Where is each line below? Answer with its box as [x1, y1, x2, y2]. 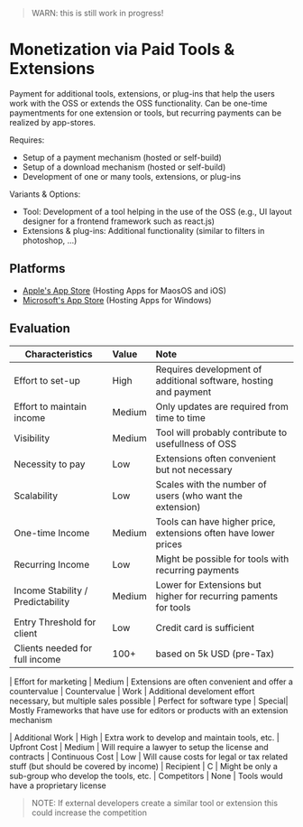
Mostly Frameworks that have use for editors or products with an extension [9, 704, 289, 716]
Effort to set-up [14, 374, 81, 386]
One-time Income [14, 526, 90, 539]
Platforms [9, 261, 66, 276]
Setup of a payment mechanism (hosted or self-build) [22, 152, 223, 163]
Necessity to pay [14, 458, 86, 470]
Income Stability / [14, 584, 88, 597]
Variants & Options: [9, 189, 81, 200]
